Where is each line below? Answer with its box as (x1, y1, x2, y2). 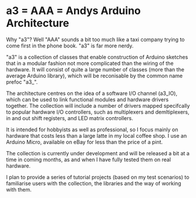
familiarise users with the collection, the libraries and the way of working (6, 180, 182, 187)
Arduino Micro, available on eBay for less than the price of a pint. (6, 138, 163, 145)
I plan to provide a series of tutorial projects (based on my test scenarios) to (6, 173, 190, 180)
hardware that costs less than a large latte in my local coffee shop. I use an (6, 132, 187, 139)
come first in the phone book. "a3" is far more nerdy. (6, 42, 134, 49)
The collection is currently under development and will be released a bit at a (6, 149, 190, 156)
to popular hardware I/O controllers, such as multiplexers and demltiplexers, (6, 108, 190, 115)
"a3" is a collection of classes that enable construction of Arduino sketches (6, 53, 188, 60)
